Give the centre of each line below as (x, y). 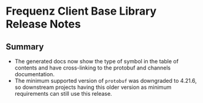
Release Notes (43, 24)
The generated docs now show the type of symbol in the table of (97, 61)
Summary (25, 47)
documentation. (34, 74)
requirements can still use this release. (63, 94)
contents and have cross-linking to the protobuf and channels (93, 68)
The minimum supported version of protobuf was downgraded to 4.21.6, (105, 81)
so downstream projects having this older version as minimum (93, 87)
